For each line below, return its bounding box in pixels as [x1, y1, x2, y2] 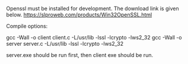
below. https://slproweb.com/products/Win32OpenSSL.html [6, 11, 152, 18]
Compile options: [6, 23, 48, 29]
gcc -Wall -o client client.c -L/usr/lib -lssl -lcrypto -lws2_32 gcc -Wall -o [6, 34, 182, 41]
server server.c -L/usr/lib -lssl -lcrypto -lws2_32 [6, 41, 123, 47]
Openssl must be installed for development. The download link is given [6, 5, 179, 12]
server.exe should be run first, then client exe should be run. [6, 52, 153, 58]
